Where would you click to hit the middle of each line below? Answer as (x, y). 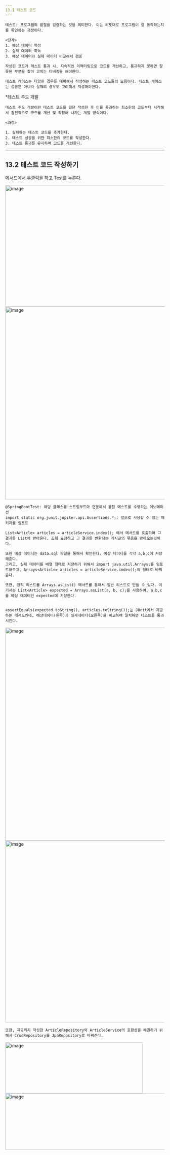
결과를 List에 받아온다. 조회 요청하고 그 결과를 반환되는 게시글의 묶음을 (71, 539)
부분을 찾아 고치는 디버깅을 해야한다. (48, 72)
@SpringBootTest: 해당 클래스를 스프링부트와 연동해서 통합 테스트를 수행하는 (76, 507)
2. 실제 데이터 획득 (23, 51)
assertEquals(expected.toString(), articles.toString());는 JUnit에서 (80, 610)
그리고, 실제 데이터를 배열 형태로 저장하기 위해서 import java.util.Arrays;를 (80, 565)
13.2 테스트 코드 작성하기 (42, 165)
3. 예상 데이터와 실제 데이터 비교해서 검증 (44, 56)
